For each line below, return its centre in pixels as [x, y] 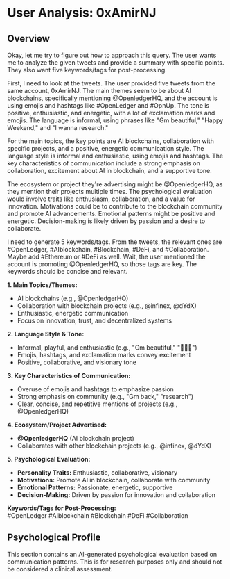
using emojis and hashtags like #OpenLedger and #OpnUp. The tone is [108, 105]
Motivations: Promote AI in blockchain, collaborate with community [114, 480]
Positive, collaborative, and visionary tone [77, 362]
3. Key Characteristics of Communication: [69, 376]
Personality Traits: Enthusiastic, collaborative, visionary [97, 473]
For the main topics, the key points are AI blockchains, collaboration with [111, 141]
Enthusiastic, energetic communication [73, 313]
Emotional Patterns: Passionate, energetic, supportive [95, 487]
